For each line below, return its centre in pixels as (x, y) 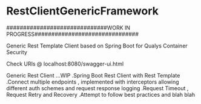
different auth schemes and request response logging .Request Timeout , (97, 88)
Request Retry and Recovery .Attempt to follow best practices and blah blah (101, 94)
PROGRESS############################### (73, 34)
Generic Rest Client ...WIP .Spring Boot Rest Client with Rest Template (93, 75)
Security (17, 52)
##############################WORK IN (68, 28)
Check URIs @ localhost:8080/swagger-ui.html (65, 64)
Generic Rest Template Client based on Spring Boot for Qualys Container (97, 46)
